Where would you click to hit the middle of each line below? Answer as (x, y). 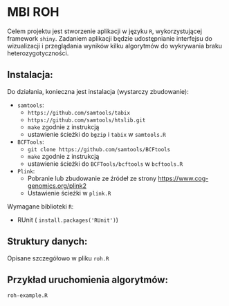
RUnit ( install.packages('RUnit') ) (68, 220)
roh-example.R (28, 296)
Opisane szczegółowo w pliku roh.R (58, 258)
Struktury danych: (47, 241)
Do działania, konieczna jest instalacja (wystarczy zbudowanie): (98, 91)
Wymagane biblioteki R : (40, 206)
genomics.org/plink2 (57, 185)
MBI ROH (33, 12)
